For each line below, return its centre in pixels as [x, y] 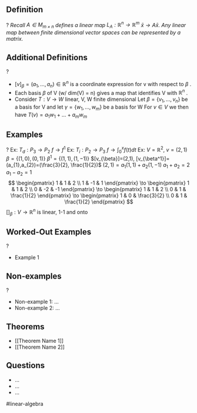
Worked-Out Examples [49, 232]
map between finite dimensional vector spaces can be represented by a [94, 32]
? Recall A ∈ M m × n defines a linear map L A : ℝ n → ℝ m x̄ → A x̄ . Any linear [96, 25]
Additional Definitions [47, 58]
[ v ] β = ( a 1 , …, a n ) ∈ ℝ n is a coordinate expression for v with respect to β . [103, 84]
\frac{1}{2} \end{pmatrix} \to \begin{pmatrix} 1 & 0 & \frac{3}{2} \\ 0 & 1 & [99, 196]
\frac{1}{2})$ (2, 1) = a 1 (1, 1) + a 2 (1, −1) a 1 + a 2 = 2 [130, 165]
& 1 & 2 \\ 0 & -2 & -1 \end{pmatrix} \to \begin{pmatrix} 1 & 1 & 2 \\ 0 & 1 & [99, 189]
